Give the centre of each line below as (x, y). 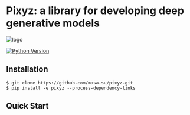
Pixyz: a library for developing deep (95, 11)
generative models (53, 23)
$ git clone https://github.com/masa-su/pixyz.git (70, 83)
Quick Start (27, 106)
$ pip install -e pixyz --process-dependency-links (71, 88)
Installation (27, 70)
